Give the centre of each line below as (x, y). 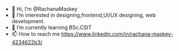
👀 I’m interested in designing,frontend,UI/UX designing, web (84, 15)
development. (28, 21)
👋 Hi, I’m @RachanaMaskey (44, 9)
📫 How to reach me (36, 34)
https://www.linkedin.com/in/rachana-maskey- (117, 34)
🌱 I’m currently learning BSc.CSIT (52, 27)
